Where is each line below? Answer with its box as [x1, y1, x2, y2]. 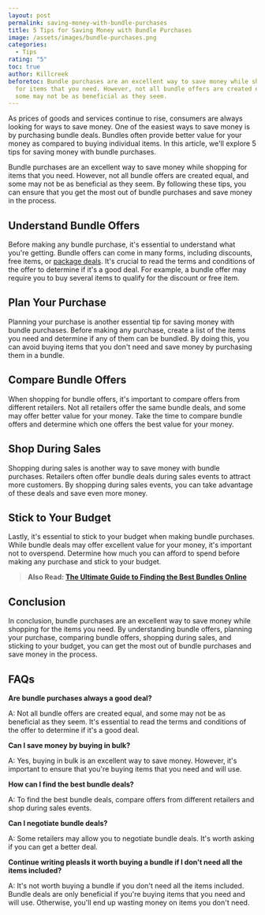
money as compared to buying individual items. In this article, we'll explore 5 [8, 139, 256, 148]
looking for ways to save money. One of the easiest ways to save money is [8, 122, 251, 132]
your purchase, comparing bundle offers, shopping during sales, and [8, 633, 232, 642]
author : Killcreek [8, 70, 69, 78]
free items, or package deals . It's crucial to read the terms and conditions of [8, 257, 256, 266]
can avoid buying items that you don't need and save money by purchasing [8, 342, 252, 351]
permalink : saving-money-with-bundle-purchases [8, 19, 168, 27]
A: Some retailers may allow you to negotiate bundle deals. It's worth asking [8, 833, 255, 843]
